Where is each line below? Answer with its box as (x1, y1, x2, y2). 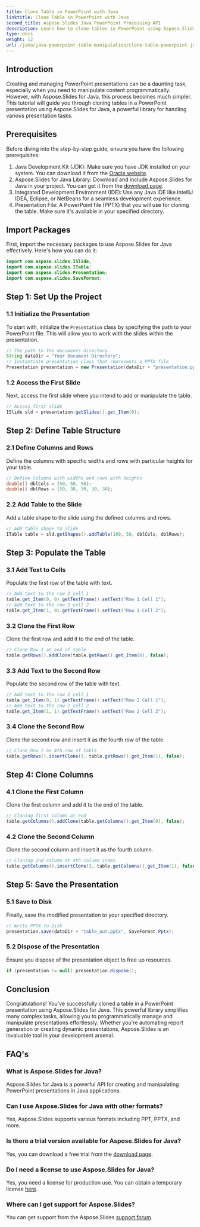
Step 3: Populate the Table (6, 548, 106, 558)
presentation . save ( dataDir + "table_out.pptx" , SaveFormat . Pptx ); (6, 928, 174, 935)
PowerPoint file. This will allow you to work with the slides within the (6, 329, 174, 337)
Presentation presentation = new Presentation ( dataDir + (6, 364, 151, 371)
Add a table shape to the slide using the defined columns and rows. (6, 514, 171, 521)
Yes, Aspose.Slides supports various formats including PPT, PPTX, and (6, 1116, 180, 1123)
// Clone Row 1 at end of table (6, 646, 86, 652)
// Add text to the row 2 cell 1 (6, 691, 89, 697)
